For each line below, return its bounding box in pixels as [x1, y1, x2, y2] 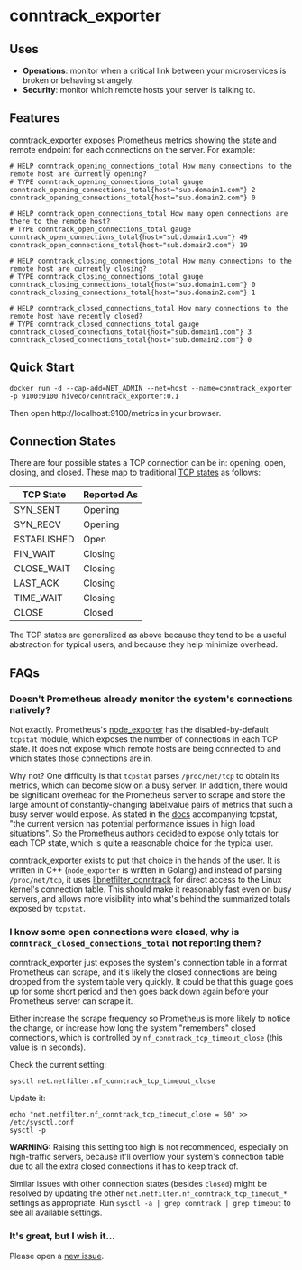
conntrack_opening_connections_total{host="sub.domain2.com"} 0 [9, 193, 256, 202]
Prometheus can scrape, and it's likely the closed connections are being [9, 967, 278, 978]
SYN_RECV [14, 518, 61, 531]
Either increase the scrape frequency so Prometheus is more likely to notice [9, 1013, 291, 1024]
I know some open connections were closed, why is [9, 926, 240, 939]
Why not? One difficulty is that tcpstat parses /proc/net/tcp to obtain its [9, 771, 280, 782]
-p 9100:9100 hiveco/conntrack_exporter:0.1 [9, 392, 179, 401]
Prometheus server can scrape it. [9, 996, 133, 1006]
